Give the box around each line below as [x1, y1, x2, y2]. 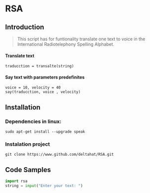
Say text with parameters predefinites [5, 74, 85, 80]
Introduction [5, 23, 45, 31]
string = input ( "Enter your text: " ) [5, 184, 83, 189]
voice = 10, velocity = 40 [5, 85, 61, 90]
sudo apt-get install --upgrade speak [5, 129, 85, 134]
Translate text [5, 53, 35, 59]
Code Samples [5, 165, 51, 174]
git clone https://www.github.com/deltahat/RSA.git [5, 152, 114, 157]
